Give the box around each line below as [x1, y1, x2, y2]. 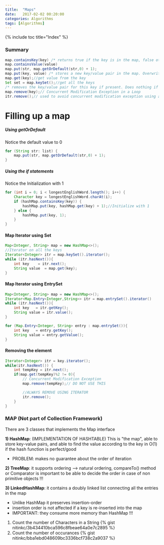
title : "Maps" [5, 7, 36, 12]
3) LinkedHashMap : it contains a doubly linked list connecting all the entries [5, 485, 159, 491]
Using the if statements [5, 168, 54, 174]
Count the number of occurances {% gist [12, 530, 95, 536]
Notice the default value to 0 [5, 139, 62, 145]
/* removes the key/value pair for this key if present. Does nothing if [5, 85, 159, 89]
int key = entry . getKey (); [14, 328, 73, 333]
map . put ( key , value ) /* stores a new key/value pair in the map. [5, 71, 141, 76]
